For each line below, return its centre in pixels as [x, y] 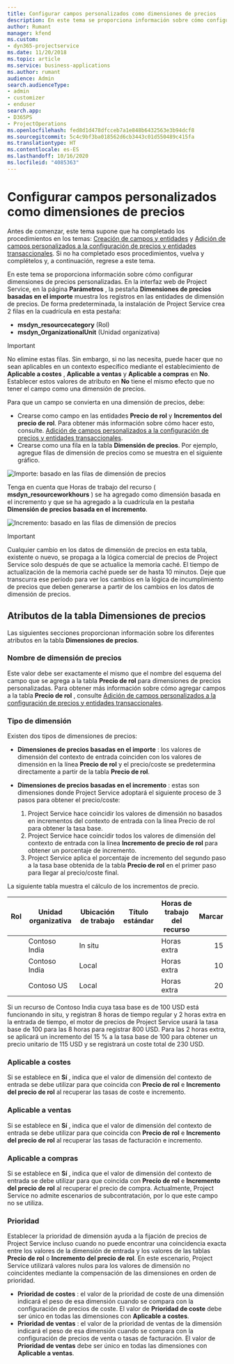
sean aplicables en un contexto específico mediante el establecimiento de [114, 366]
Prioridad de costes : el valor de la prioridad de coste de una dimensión [120, 1294]
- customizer [26, 98]
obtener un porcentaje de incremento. [82, 851]
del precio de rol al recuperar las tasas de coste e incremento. [96, 1092]
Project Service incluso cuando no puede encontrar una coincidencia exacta [117, 1244]
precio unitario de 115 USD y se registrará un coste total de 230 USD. [106, 1044]
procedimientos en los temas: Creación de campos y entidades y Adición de [117, 238]
